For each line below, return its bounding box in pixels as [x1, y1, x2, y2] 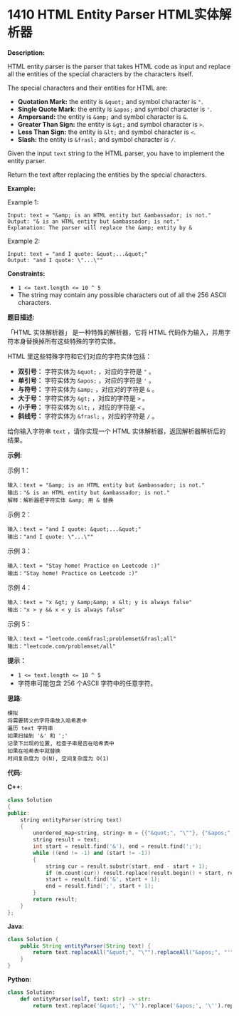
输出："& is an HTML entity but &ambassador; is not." [7, 489, 170, 496]
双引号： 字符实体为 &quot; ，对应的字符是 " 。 [17, 367, 155, 375]
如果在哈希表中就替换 [7, 747, 60, 755]
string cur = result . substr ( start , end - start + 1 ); [45, 863, 208, 870]
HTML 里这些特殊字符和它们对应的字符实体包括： [7, 352, 152, 361]
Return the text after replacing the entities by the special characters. [7, 170, 207, 179]
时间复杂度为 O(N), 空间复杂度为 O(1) [7, 755, 110, 762]
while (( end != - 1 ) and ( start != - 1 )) [33, 849, 152, 856]
